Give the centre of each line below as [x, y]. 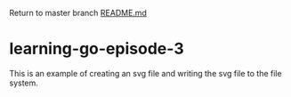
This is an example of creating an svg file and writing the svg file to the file [145, 73]
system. [24, 83]
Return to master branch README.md [78, 13]
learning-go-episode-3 [97, 49]
